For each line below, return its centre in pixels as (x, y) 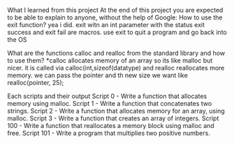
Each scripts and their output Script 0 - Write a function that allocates (107, 96)
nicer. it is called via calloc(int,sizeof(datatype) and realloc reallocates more (116, 68)
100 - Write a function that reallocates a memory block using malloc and (111, 126)
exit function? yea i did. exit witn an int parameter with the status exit (106, 25)
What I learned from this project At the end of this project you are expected (115, 10)
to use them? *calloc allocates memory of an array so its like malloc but (110, 61)
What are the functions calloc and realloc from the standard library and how (116, 53)
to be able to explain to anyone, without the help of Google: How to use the (115, 17)
